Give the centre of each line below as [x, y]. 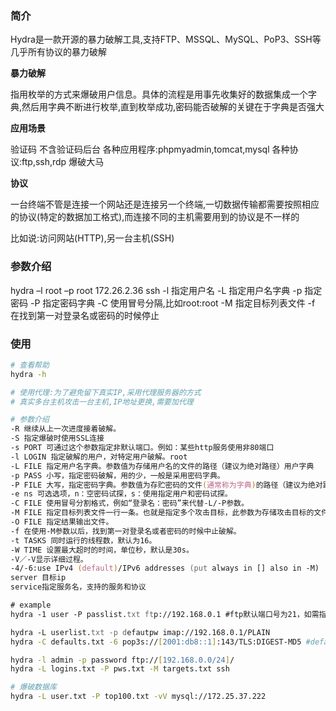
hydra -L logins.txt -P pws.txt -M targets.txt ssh [120, 669]
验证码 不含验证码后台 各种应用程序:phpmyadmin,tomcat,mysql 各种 [150, 149]
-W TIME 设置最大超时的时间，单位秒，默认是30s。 [102, 550]
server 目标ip [38, 578]
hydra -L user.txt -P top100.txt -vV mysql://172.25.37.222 [138, 697]
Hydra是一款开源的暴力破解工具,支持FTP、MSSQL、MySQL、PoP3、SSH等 [166, 39]
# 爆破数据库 [33, 687]
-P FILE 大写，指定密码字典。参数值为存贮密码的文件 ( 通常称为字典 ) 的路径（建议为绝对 [166, 485]
